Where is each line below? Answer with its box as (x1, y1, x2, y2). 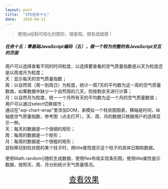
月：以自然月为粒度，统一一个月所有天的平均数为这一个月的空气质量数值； (5, 95, 158, 101)
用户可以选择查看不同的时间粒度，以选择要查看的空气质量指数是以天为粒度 (5, 63, 158, 69)
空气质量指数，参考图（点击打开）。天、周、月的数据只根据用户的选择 (13, 113, 156, 119)
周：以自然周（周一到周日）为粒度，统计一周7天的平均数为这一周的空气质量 (5, 82, 161, 88)
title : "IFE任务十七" (5, 12, 49, 17)
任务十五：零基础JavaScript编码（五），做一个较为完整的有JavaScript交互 (5, 43, 161, 49)
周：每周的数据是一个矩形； (5, 132, 62, 138)
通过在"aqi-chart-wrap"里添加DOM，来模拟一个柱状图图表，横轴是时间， (5, 107, 156, 113)
